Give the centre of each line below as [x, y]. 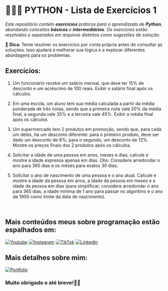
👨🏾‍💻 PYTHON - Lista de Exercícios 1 [81, 10]
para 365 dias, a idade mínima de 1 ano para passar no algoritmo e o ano [88, 191]
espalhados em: [31, 230]
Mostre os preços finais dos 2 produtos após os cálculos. [72, 145]
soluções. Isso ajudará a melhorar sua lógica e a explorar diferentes [75, 50]
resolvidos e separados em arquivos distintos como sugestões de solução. [83, 35]
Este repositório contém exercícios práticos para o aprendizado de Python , [84, 24]
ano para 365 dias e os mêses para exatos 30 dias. [65, 166]
